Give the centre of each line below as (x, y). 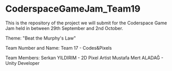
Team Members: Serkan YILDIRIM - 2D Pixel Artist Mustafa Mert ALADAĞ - (84, 58)
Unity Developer (23, 63)
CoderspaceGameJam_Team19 (73, 9)
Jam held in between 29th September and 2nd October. (64, 28)
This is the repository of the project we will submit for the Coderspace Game (86, 23)
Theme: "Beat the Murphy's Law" (41, 38)
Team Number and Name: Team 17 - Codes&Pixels (59, 48)
